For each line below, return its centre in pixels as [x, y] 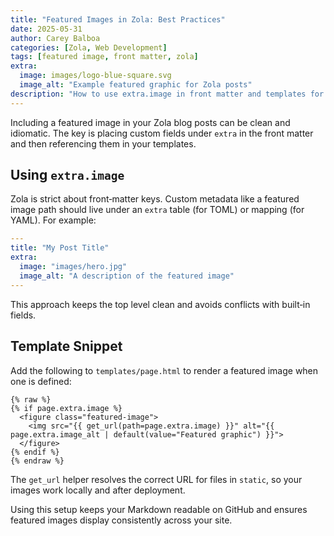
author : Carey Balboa [55, 38]
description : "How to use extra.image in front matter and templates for [167, 94]
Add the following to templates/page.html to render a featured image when [164, 370]
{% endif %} [35, 452]
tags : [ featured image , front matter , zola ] [104, 57]
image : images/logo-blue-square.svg [95, 76]
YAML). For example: [53, 220]
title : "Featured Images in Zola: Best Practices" [118, 19]
